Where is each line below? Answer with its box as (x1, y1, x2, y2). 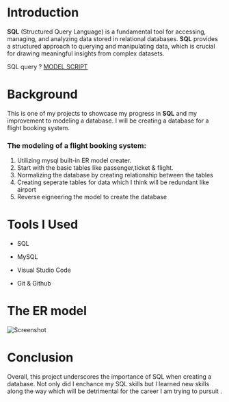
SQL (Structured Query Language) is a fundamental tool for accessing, (7, 27, 206, 36)
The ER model (7, 303, 87, 319)
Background (7, 87, 78, 102)
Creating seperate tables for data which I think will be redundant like (16, 178, 210, 186)
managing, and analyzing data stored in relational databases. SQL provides (7, 34, 219, 42)
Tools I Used (7, 217, 79, 232)
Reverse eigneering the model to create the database (16, 193, 167, 201)
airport (16, 186, 36, 194)
